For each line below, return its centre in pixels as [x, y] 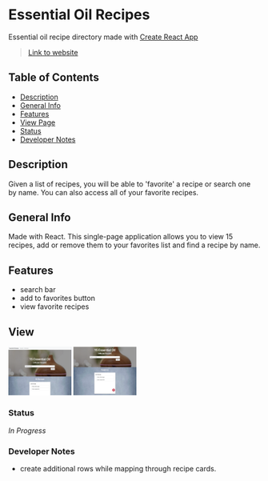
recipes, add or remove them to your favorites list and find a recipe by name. [134, 245]
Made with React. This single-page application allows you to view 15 [121, 237]
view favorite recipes [54, 307]
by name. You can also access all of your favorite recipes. [103, 192]
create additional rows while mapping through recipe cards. [118, 469]
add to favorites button [58, 299]
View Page [38, 122]
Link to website [53, 52]
